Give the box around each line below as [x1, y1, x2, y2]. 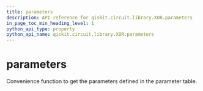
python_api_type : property [6, 25, 75, 32]
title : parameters [6, 8, 53, 15]
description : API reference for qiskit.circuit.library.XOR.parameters [6, 15, 193, 21]
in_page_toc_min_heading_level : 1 [6, 20, 95, 26]
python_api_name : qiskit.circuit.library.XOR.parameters [6, 32, 155, 38]
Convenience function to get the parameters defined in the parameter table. [6, 78, 197, 85]
